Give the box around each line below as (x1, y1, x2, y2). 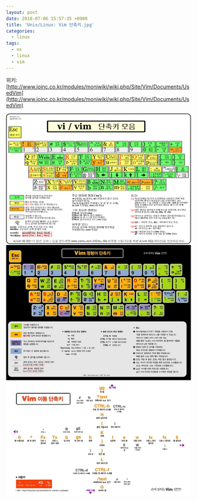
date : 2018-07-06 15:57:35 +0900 (6, 15, 88, 22)
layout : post (6, 9, 38, 15)
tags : (6, 40, 19, 46)
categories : (6, 28, 35, 34)
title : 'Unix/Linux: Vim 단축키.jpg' (6, 22, 95, 28)
